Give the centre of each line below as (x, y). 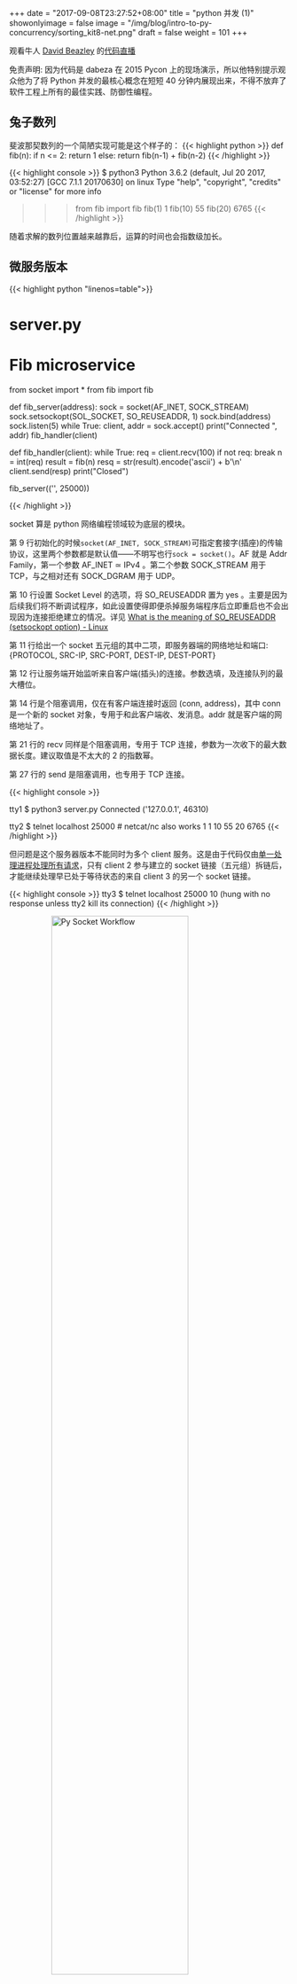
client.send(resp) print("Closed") (69, 471)
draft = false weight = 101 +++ (193, 32)
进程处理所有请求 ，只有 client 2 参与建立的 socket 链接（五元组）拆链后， (151, 865)
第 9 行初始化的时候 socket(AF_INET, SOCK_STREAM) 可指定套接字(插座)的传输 (146, 543)
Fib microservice (72, 365)
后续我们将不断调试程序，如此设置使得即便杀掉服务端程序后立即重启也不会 (145, 605)
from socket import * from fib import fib (81, 389)
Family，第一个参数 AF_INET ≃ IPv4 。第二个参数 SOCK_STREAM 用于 (138, 565)
